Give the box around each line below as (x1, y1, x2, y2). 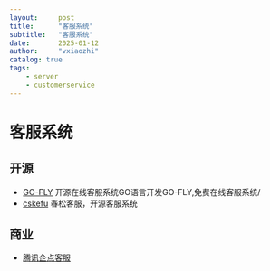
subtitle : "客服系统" (9, 30, 93, 39)
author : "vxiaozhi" (9, 47, 100, 56)
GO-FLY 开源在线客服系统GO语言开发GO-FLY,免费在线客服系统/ (22, 186, 261, 197)
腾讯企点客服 (22, 252, 71, 263)
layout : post (9, 13, 75, 23)
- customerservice (25, 80, 95, 89)
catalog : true (9, 55, 63, 64)
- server (25, 72, 59, 81)
